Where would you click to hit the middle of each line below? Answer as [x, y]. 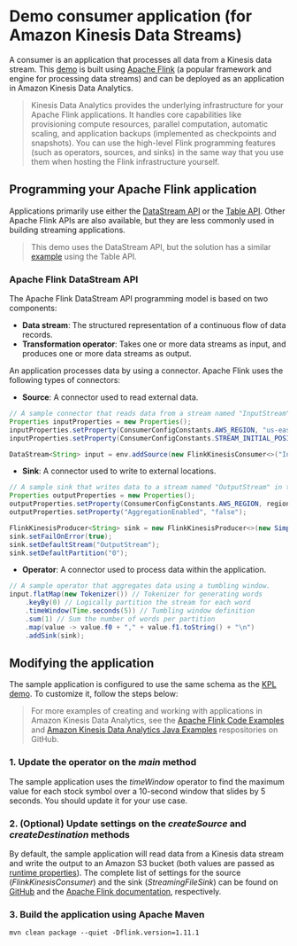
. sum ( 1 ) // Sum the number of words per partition [120, 619]
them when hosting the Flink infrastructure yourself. [125, 161]
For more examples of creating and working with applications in [147, 711]
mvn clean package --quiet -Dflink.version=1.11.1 [104, 933]
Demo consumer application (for [131, 16]
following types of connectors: [65, 380]
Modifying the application [82, 663]
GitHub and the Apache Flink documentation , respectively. [115, 891]
